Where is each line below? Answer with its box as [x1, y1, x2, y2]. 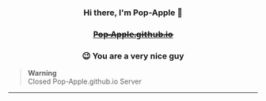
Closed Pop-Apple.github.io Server [27, 77, 142, 86]
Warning [27, 69, 57, 78]
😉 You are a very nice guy [82, 50, 184, 62]
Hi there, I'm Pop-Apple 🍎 [83, 7, 183, 18]
